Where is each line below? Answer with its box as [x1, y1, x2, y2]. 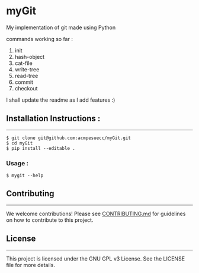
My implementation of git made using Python [6, 24, 116, 31]
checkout [14, 84, 38, 92]
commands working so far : [6, 35, 73, 42]
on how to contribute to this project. [6, 216, 94, 224]
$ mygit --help [6, 172, 44, 179]
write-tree [14, 65, 40, 73]
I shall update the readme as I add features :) [6, 96, 115, 103]
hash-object [14, 53, 45, 60]
